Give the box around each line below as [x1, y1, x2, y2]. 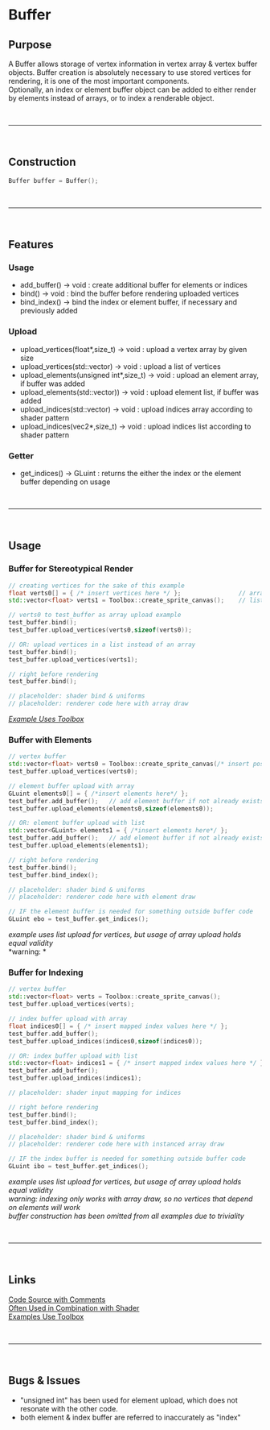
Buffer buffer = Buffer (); [8, 176, 99, 184]
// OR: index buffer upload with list [8, 1051, 138, 1060]
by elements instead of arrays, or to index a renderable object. [8, 93, 215, 102]
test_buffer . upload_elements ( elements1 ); [8, 842, 149, 850]
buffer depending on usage [19, 477, 111, 487]
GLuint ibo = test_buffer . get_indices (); [8, 1163, 149, 1171]
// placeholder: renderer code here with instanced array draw [8, 1140, 225, 1149]
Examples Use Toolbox [8, 1312, 84, 1321]
